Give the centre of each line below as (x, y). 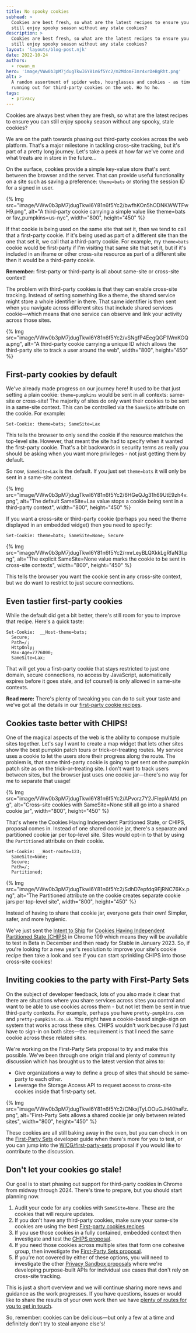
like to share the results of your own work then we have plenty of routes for (97, 1300)
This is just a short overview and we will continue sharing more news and (94, 1287)
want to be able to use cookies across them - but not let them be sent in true (98, 1006)
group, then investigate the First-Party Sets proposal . (78, 1251)
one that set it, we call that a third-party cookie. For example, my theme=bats (97, 241)
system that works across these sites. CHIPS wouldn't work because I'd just (97, 1025)
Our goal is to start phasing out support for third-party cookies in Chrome (94, 1184)
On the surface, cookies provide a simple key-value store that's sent (88, 169)
